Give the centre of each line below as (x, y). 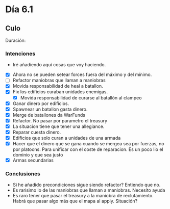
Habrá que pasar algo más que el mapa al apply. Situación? (75, 201)
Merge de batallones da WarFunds (49, 115)
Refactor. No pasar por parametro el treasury (60, 120)
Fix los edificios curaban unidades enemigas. (60, 92)
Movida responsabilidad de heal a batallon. (58, 86)
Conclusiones (23, 174)
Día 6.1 (19, 9)
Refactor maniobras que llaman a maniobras (59, 81)
